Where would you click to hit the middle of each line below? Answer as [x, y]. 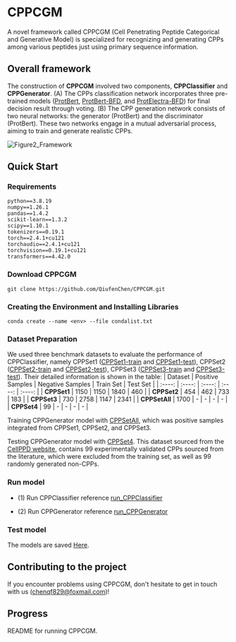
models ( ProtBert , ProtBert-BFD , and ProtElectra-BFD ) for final [119, 101]
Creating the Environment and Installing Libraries [93, 307]
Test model [27, 529]
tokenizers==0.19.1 [36, 232]
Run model [26, 482]
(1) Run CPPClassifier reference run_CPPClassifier [90, 498]
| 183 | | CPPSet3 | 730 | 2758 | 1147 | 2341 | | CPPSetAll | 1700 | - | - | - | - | [117, 400]
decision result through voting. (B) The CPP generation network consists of [116, 108]
